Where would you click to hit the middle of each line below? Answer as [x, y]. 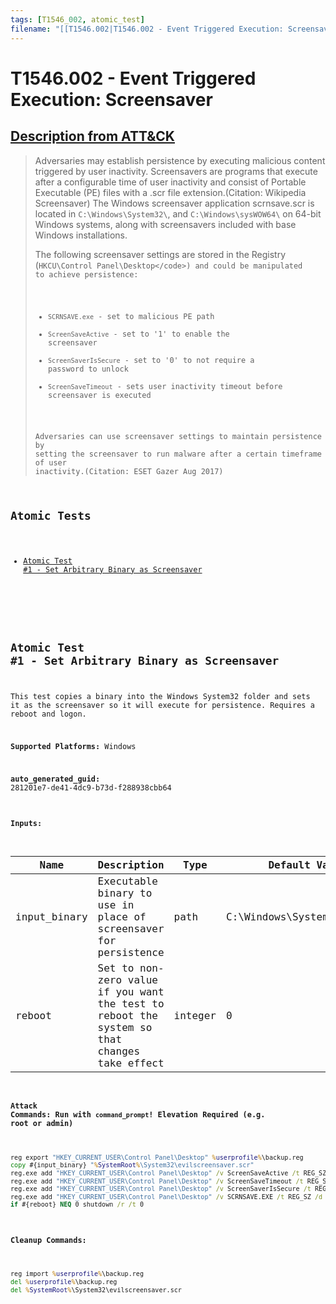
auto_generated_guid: [55, 779]
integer [195, 1016]
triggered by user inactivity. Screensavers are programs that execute [176, 171]
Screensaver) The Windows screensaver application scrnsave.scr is [174, 203]
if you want [131, 992]
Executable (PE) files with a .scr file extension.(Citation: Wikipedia [170, 192]
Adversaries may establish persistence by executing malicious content [180, 160]
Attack [24, 1106]
